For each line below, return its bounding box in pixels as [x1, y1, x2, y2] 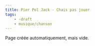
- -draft [14, 16, 32, 21]
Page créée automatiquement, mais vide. [5, 35, 90, 41]
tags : [5, 12, 16, 17]
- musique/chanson [14, 21, 52, 26]
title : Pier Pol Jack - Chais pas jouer [5, 7, 91, 12]
